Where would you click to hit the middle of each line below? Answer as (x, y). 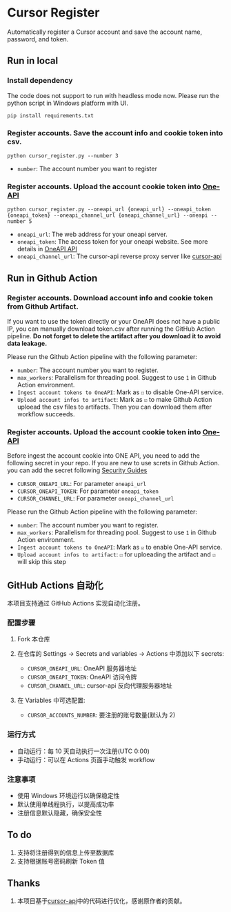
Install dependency (40, 81)
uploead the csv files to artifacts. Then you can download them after (114, 407)
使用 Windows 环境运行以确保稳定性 (68, 795)
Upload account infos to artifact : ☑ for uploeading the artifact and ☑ (116, 554)
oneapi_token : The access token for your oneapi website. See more (112, 242)
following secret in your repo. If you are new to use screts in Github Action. (113, 463)
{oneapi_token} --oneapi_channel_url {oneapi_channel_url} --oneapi (108, 215)
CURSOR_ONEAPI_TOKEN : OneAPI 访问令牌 (82, 677)
